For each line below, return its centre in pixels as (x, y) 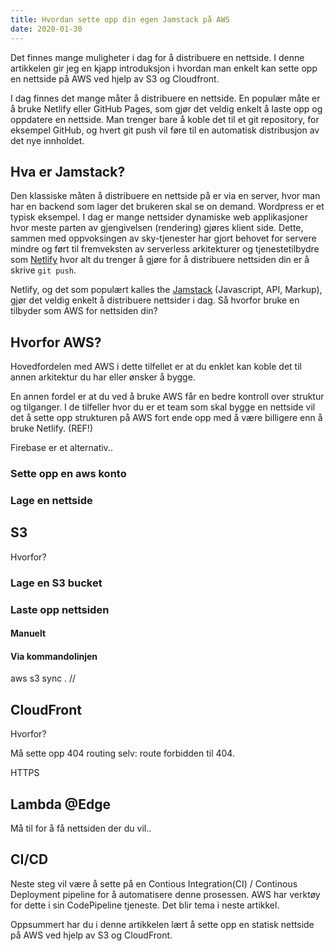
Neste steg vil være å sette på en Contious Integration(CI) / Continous (154, 883)
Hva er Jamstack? (68, 171)
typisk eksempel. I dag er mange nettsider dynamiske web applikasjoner (159, 217)
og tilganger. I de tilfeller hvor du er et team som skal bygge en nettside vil (163, 407)
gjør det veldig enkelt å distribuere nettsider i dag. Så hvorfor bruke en (155, 300)
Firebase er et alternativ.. (61, 448)
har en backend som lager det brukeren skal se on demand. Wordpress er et (167, 207)
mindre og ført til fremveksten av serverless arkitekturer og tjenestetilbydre (165, 249)
